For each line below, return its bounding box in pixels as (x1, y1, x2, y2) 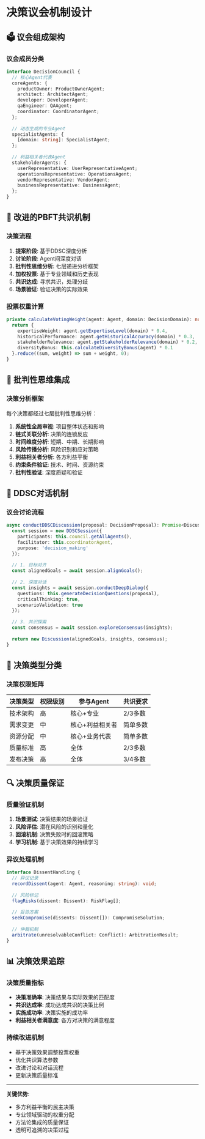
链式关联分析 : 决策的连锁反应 (15, 430, 88, 437)
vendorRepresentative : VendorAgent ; (17, 177, 111, 183)
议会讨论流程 (6, 508, 45, 516)
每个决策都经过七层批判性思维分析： (6, 409, 98, 417)
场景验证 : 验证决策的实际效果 (15, 285, 88, 292)
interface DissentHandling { (6, 869, 81, 875)
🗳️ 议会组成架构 (6, 32, 65, 42)
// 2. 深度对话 (12, 579, 47, 585)
